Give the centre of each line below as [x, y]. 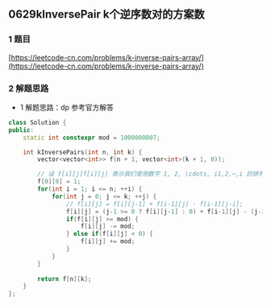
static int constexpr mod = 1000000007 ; [92, 138]
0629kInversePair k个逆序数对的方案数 [106, 14]
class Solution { [38, 122]
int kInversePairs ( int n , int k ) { [83, 152]
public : [21, 130]
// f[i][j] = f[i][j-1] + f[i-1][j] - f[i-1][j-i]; [154, 204]
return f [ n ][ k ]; [65, 279]
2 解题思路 [29, 89]
